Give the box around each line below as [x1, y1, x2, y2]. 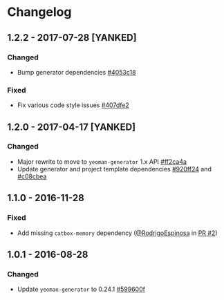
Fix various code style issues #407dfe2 [17, 101, 129, 109]
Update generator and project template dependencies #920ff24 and [17, 165, 212, 173]
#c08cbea [17, 172, 47, 180]
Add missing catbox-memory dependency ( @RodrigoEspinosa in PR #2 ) [17, 229, 218, 237]
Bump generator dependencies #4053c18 [17, 68, 136, 76]
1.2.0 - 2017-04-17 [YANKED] [7, 121, 136, 133]
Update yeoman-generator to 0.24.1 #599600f [17, 285, 145, 294]
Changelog [7, 4, 72, 20]
